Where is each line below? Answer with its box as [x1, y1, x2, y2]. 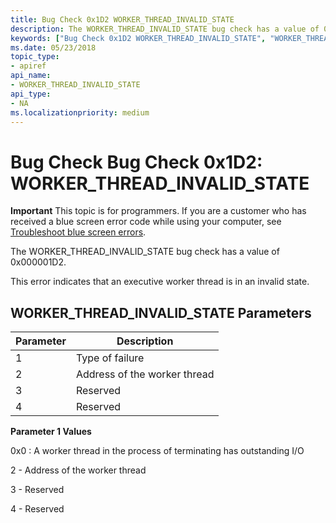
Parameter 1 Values [10, 426, 92, 438]
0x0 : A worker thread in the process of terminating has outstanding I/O [10, 445, 305, 457]
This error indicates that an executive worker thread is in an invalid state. [10, 276, 310, 288]
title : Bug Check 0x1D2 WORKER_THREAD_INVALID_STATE [10, 14, 235, 25]
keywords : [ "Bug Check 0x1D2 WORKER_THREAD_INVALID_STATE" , [10, 33, 267, 43]
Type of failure [75, 351, 145, 365]
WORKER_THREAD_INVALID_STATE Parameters [10, 304, 312, 321]
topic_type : [10, 52, 60, 62]
